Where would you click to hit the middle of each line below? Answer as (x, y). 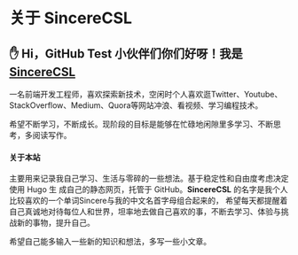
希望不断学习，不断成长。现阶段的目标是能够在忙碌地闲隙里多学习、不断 (141, 124)
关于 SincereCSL (71, 18)
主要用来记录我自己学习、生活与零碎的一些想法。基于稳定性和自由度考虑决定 (149, 179)
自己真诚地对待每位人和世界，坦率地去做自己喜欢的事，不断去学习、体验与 (145, 212)
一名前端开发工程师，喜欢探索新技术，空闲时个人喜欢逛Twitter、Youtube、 (146, 94)
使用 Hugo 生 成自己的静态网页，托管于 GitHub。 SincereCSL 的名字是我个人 (149, 189)
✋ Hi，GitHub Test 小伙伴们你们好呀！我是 (126, 54)
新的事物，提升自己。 (55, 223)
